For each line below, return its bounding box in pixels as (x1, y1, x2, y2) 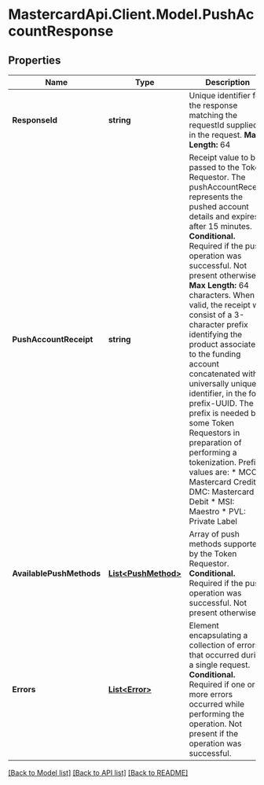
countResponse (8, 22, 114, 40)
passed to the (189, 162, 240, 172)
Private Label (189, 516, 238, 526)
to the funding (189, 348, 241, 359)
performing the (189, 709, 245, 719)
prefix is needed (189, 407, 249, 418)
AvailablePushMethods (12, 568, 101, 579)
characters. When (189, 289, 255, 300)
